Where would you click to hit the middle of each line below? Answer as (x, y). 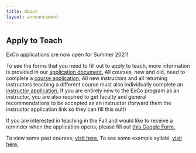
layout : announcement (32, 17)
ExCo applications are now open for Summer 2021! (67, 55)
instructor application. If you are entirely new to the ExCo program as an (93, 91)
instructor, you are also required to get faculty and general (76, 97)
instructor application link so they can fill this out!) (66, 109)
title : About (22, 11)
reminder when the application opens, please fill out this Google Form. (91, 127)
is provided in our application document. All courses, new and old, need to (96, 72)
